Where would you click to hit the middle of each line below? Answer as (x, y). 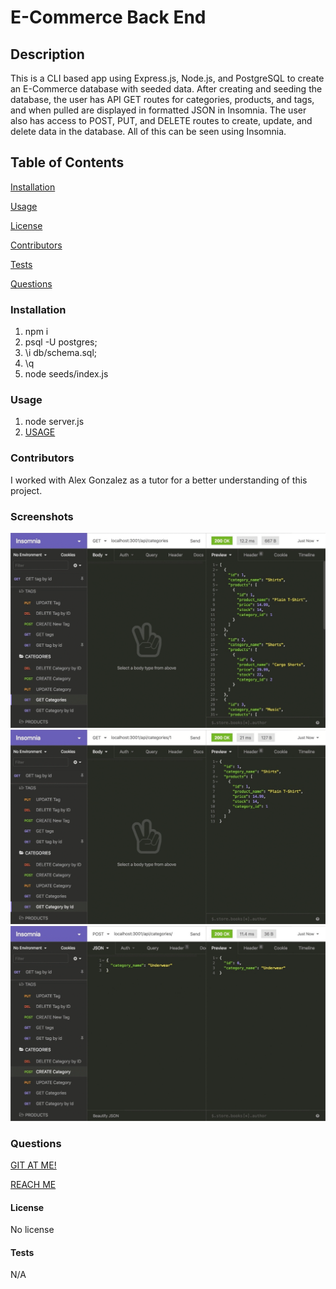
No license (32, 1230)
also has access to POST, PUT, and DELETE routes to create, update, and (161, 120)
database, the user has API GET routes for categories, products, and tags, (162, 99)
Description (47, 54)
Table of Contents (67, 162)
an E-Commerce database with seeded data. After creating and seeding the (166, 89)
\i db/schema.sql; (60, 353)
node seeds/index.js (66, 374)
